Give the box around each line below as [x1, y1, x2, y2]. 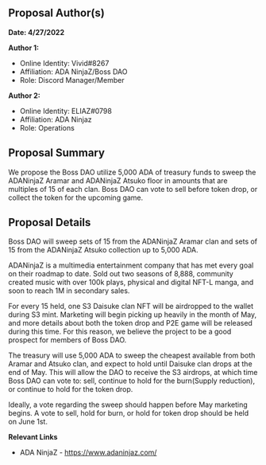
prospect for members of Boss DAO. [8, 335, 127, 345]
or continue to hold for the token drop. [8, 385, 133, 394]
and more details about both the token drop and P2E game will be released [8, 318, 253, 328]
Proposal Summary [8, 147, 106, 160]
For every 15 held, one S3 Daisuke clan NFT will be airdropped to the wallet [8, 302, 254, 311]
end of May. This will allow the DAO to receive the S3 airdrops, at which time [8, 368, 258, 377]
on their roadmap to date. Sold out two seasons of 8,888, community [8, 269, 234, 279]
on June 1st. [8, 417, 48, 427]
